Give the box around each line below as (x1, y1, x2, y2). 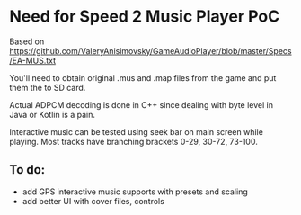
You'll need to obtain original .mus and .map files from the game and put (9, 72, 277, 83)
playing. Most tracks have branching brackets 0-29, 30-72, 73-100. (9, 136, 258, 147)
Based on (9, 36, 45, 47)
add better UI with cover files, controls (22, 195, 164, 206)
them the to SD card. (9, 82, 86, 93)
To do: (9, 162, 46, 177)
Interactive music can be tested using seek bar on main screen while (9, 126, 263, 137)
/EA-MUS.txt (9, 55, 57, 66)
